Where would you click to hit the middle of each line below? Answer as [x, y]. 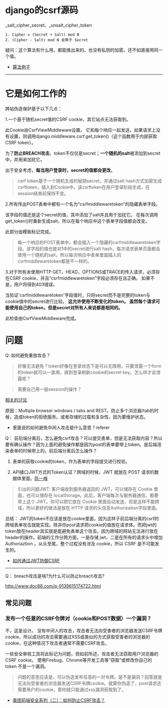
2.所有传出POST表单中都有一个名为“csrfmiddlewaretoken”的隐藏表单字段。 [83, 204]
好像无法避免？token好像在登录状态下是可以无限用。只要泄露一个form [89, 366]
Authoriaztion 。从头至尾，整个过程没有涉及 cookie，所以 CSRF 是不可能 [80, 543]
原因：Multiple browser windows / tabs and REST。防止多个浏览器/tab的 [80, 410]
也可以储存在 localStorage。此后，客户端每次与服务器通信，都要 [92, 495]
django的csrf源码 [42, 10]
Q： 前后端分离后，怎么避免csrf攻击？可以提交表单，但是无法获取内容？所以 [84, 438]
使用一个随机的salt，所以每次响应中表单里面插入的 [69, 255]
